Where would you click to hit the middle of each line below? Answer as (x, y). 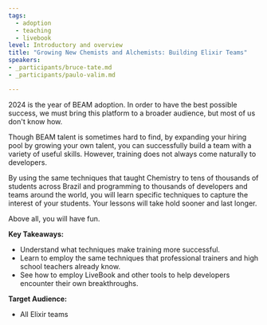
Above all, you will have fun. (54, 218)
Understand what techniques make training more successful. (120, 249)
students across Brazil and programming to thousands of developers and (128, 186)
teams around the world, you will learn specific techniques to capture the (128, 194)
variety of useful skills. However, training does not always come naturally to (132, 154)
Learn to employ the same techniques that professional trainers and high (139, 258)
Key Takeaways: (36, 234)
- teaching (33, 30)
